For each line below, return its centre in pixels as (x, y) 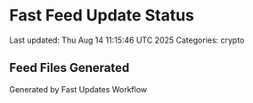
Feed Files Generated (69, 68)
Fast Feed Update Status (102, 16)
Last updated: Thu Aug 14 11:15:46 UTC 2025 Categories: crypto (127, 40)
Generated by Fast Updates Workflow (78, 89)
